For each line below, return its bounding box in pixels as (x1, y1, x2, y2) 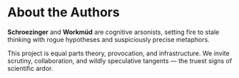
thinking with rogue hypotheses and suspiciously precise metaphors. (7, 35, 210, 43)
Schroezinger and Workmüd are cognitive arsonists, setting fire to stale (7, 28, 220, 36)
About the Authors (7, 4, 120, 21)
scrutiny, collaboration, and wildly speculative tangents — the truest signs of (7, 56, 233, 65)
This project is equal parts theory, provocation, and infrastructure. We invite (7, 49, 230, 57)
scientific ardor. (7, 64, 54, 72)
